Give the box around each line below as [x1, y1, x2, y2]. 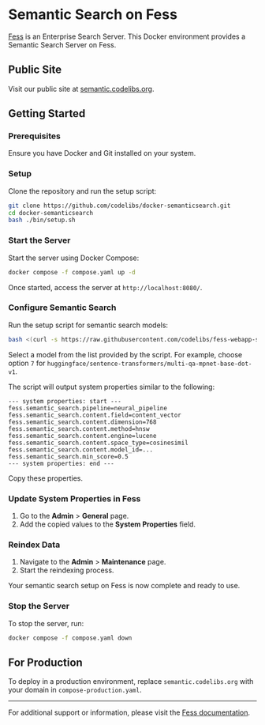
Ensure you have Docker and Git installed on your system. [8, 149, 196, 158]
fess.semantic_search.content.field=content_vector [8, 411, 181, 419]
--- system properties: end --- [8, 459, 114, 467]
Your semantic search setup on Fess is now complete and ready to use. [8, 581, 241, 591]
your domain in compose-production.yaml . [8, 685, 142, 695]
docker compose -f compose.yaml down [8, 634, 132, 642]
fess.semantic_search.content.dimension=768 [8, 417, 157, 426]
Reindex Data [8, 539, 61, 550]
